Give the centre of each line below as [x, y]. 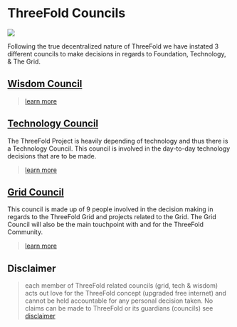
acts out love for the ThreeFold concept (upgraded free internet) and [125, 293]
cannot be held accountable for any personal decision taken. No [119, 301]
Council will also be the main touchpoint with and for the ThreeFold [106, 225]
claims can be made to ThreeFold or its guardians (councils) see [119, 308]
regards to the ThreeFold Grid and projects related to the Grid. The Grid [112, 217]
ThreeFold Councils [67, 13]
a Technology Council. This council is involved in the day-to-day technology [119, 149]
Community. [25, 232]
